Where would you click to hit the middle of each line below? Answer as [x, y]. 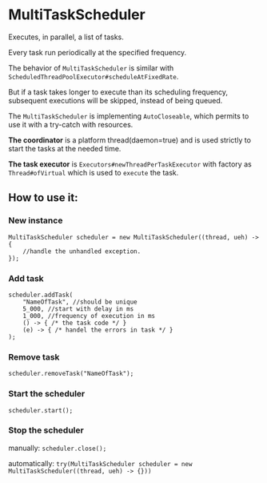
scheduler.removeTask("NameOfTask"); [71, 374]
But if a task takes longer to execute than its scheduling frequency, [118, 92]
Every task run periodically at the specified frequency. [98, 52]
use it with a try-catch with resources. [71, 124]
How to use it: [43, 198]
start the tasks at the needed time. [65, 148]
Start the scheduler [47, 394]
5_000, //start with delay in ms [78, 309]
